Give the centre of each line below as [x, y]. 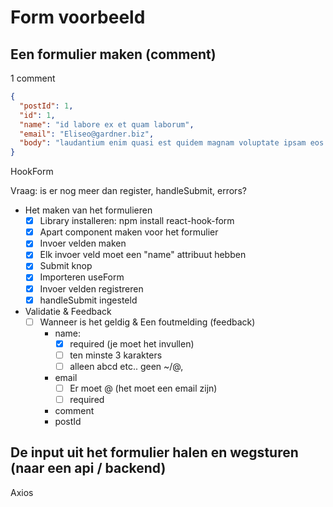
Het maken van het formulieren [88, 210]
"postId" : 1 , [46, 106]
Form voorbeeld [78, 17]
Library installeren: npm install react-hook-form [137, 221]
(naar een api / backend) [88, 468]
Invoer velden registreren [91, 288]
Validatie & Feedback [68, 311]
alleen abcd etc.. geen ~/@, [126, 366]
